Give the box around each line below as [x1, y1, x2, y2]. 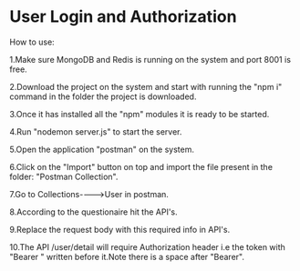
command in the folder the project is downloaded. [9, 91, 197, 102]
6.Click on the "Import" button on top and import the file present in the [9, 161, 274, 172]
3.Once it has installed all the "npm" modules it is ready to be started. [9, 108, 270, 119]
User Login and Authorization [9, 6, 237, 27]
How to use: [9, 36, 55, 47]
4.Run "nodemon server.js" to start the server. [9, 125, 182, 137]
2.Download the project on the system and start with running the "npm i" [9, 81, 283, 92]
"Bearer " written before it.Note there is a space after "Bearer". [9, 251, 244, 262]
